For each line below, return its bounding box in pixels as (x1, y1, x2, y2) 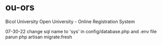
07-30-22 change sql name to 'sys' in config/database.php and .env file (5, 28, 157, 34)
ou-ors (5, 2, 35, 13)
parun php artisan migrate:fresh (5, 34, 73, 40)
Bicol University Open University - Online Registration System (5, 18, 135, 25)
